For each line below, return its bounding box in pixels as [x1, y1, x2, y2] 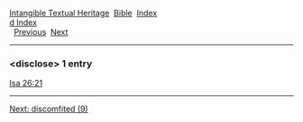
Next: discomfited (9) [9, 103, 88, 115]
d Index [9, 17, 38, 28]
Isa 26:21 [9, 78, 43, 89]
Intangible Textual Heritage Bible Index [9, 8, 158, 18]
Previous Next [13, 27, 69, 37]
